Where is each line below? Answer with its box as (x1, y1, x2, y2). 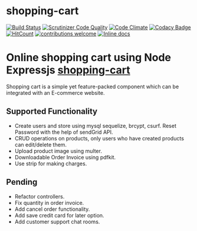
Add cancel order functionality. (14, 206, 90, 213)
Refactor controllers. (14, 192, 65, 200)
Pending (6, 177, 38, 187)
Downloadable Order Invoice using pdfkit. (14, 153, 116, 161)
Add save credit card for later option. (14, 211, 104, 219)
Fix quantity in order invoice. (14, 199, 84, 206)
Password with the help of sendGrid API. (14, 129, 113, 136)
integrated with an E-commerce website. (6, 89, 105, 96)
